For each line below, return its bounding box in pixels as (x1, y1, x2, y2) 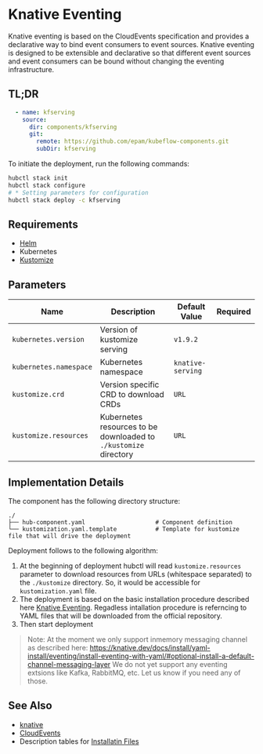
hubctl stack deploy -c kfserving (8, 196, 121, 204)
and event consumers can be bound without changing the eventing (8, 56, 225, 66)
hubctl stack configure (8, 181, 86, 189)
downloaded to (99, 432, 155, 443)
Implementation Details (8, 475, 124, 489)
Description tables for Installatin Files (19, 736, 139, 746)
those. (27, 676, 49, 686)
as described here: (27, 643, 88, 652)
